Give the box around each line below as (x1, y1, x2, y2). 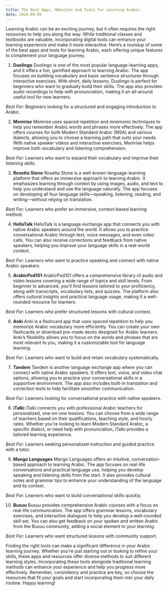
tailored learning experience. (12, 431, 72, 437)
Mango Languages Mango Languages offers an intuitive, (12, 456, 130, 462)
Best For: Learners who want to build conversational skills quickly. (5, 492, 141, 498)
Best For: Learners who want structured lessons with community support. (5, 533, 157, 539)
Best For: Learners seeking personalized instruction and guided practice (5, 441, 154, 447)
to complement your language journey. (5, 52, 85, 58)
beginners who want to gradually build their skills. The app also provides (12, 83, 162, 89)
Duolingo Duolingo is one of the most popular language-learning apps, (12, 62, 159, 68)
